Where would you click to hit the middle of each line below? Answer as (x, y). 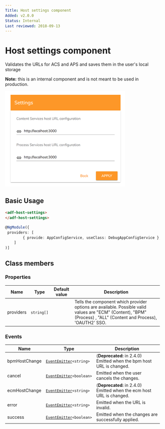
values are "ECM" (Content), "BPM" (110, 312)
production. (17, 84)
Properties (18, 277)
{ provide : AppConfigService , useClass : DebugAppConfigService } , (92, 238)
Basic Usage (25, 201)
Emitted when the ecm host (124, 390)
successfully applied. (117, 420)
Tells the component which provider (111, 301)
